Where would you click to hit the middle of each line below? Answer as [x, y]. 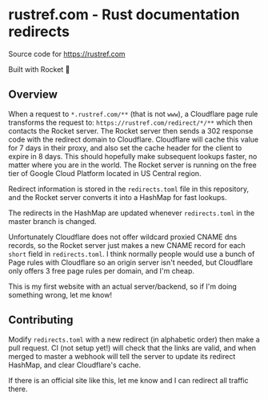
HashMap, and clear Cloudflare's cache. [75, 365]
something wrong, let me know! [60, 294]
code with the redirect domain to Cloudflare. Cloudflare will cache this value [133, 139]
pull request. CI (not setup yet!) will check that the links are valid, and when [132, 348]
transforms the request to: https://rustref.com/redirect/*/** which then [131, 122]
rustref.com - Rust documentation [124, 15]
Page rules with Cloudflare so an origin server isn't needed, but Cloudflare [131, 262]
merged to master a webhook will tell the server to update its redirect [122, 356]
